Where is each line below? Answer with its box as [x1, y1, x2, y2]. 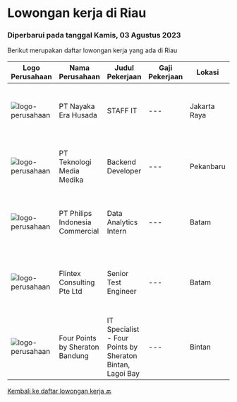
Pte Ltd [59, 287, 83, 297]
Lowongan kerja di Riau [7, 5, 147, 21]
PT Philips [59, 209, 92, 219]
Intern [107, 226, 127, 236]
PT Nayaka [59, 101, 95, 111]
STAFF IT [107, 106, 138, 116]
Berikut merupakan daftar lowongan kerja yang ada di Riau [7, 46, 178, 54]
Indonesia [59, 217, 92, 227]
